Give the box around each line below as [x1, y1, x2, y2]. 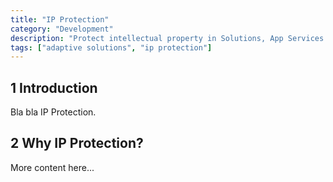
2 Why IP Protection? [10, 135, 144, 152]
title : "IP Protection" [10, 14, 110, 25]
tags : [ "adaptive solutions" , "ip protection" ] [10, 42, 213, 53]
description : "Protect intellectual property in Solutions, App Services [10, 33, 325, 43]
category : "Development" [10, 24, 114, 34]
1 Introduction [10, 79, 98, 96]
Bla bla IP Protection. [10, 106, 97, 118]
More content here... [10, 161, 95, 173]
